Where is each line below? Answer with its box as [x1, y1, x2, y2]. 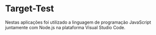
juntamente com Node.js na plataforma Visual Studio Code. [5, 24, 126, 30]
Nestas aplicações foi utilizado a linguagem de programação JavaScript [5, 19, 152, 25]
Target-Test [5, 3, 54, 14]
